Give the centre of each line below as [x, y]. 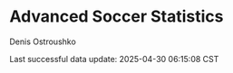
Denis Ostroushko [43, 41]
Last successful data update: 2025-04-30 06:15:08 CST [114, 59]
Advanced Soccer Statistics [116, 17]
